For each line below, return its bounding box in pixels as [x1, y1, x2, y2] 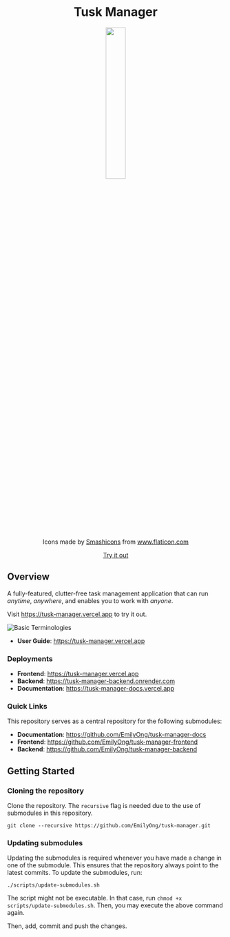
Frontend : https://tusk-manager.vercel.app [17, 670, 139, 678]
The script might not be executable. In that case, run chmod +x [7, 894, 182, 903]
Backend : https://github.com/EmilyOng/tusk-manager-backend [17, 745, 198, 753]
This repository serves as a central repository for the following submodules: [7, 717, 222, 725]
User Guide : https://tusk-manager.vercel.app [17, 636, 145, 645]
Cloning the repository [7, 786, 84, 796]
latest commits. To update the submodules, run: [7, 869, 143, 877]
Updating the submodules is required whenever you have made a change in [7, 854, 222, 862]
